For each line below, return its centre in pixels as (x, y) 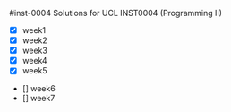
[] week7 (38, 99)
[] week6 (38, 89)
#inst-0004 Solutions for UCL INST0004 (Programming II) (115, 13)
